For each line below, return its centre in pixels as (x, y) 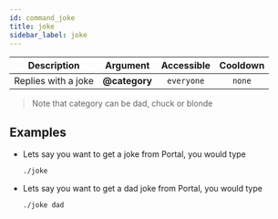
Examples (38, 132)
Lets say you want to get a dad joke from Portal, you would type (142, 189)
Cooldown (242, 66)
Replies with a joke (54, 81)
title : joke (32, 26)
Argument (127, 66)
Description (54, 66)
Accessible (186, 66)
